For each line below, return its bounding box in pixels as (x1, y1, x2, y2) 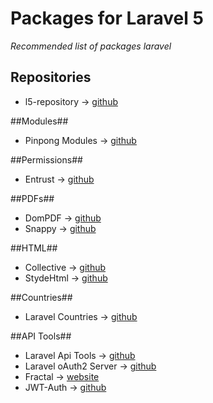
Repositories (10, 69, 92, 86)
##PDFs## (10, 192, 55, 204)
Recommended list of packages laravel (10, 40, 172, 52)
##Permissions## (10, 153, 83, 166)
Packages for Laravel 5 (10, 7, 204, 30)
